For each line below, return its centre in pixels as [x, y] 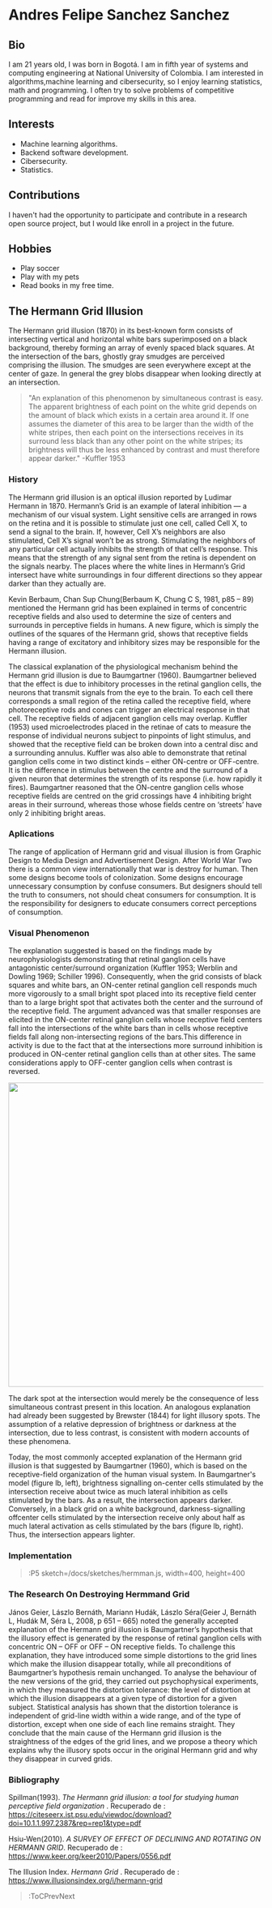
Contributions [44, 195]
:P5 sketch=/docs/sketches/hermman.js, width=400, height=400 [136, 1573]
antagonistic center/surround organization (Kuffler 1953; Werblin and [123, 968]
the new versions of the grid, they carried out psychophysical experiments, [134, 1681]
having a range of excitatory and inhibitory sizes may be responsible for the [134, 642]
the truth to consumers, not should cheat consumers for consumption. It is [132, 895]
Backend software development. [74, 153]
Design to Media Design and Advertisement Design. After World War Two [130, 860]
